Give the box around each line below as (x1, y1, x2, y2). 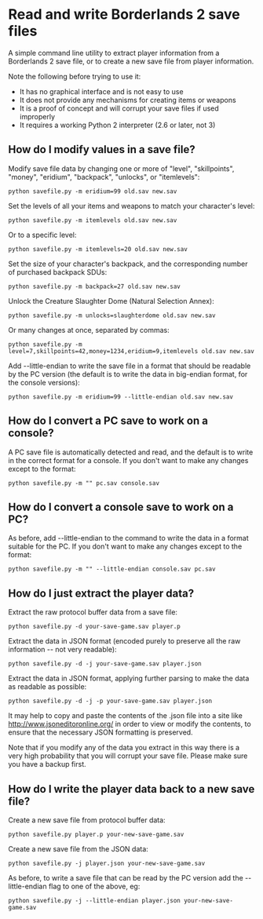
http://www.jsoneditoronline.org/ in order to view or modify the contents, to (8, 720, 251, 729)
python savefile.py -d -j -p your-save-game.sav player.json (8, 697, 213, 706)
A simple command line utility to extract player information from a (8, 48, 220, 57)
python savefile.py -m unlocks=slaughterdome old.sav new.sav (8, 312, 216, 319)
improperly (19, 111, 56, 121)
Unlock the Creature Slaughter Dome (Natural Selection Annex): (8, 296, 214, 305)
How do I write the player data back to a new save (8, 782, 255, 796)
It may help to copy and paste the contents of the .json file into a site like (8, 711, 243, 720)
